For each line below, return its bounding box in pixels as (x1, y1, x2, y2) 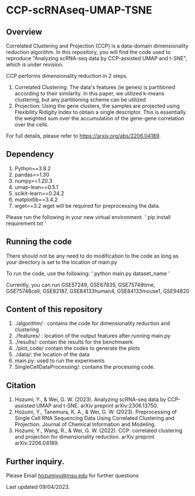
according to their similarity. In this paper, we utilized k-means (14, 90, 165, 97)
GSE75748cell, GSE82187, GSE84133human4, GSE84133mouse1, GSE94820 (6, 288, 190, 295)
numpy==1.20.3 (14, 177, 53, 184)
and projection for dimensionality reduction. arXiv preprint (14, 433, 155, 440)
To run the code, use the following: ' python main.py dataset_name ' (6, 270, 170, 277)
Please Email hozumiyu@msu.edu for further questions (6, 472, 139, 479)
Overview (6, 27, 43, 37)
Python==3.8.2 (14, 165, 51, 172)
